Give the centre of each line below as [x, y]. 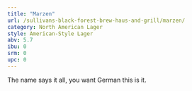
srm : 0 [17, 54]
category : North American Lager [55, 27]
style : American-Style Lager [50, 34]
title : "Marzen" [31, 14]
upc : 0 [17, 60]
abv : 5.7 [20, 40]
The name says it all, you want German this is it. [77, 80]
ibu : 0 [17, 47]
